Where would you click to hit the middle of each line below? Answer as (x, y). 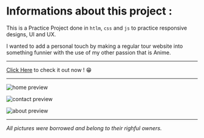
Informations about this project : (89, 11)
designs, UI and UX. (31, 34)
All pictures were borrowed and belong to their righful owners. (84, 128)
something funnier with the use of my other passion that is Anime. (89, 52)
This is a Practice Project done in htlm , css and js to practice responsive (97, 28)
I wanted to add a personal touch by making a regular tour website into (95, 46)
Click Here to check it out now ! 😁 (49, 70)
